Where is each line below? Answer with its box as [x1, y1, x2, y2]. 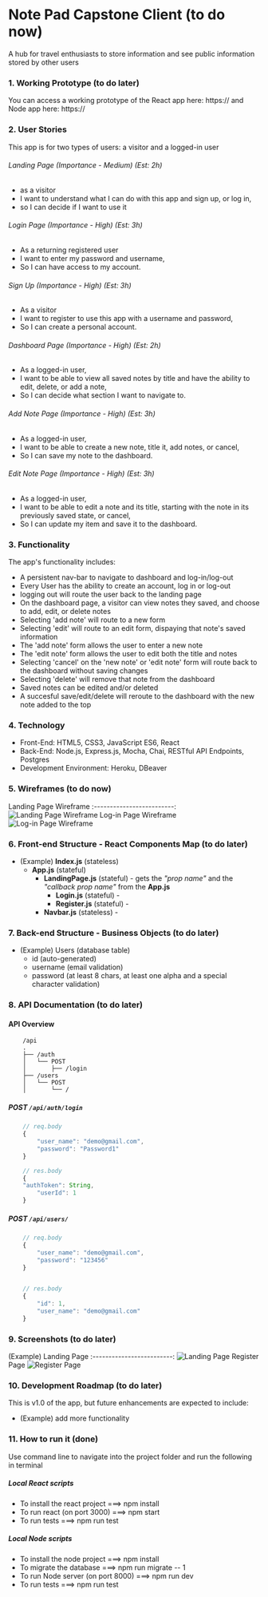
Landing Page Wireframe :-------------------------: [8, 801, 177, 811]
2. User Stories [8, 124, 68, 135]
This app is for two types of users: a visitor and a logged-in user [8, 142, 219, 152]
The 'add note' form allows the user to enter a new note [19, 640, 203, 650]
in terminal [8, 1460, 43, 1470]
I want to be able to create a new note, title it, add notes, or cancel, [19, 442, 240, 452]
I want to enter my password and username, [19, 253, 165, 263]
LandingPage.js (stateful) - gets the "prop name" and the [43, 873, 234, 883]
